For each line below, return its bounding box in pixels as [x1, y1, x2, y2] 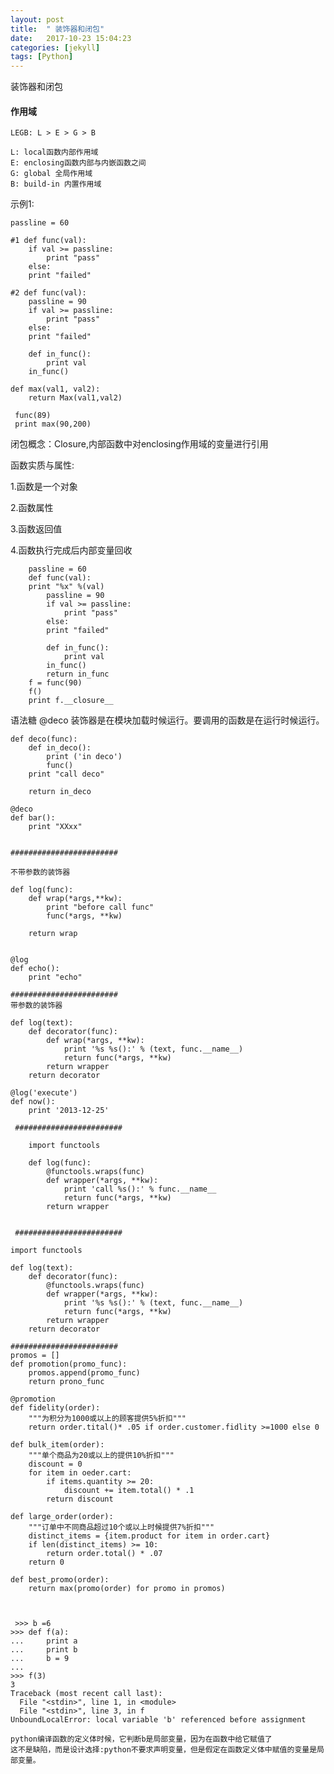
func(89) [14, 411, 52, 421]
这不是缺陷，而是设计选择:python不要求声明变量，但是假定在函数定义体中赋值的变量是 [10, 1745, 318, 1755]
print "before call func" [46, 902, 155, 913]
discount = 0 [28, 1459, 83, 1470]
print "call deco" [28, 769, 105, 780]
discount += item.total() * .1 [63, 1486, 195, 1496]
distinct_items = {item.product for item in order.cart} [28, 1531, 271, 1541]
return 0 [28, 1557, 65, 1568]
